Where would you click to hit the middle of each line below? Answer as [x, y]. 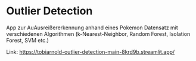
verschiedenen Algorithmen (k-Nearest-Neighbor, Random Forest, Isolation [98, 33]
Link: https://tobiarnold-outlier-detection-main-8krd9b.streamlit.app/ [91, 51]
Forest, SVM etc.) [28, 40]
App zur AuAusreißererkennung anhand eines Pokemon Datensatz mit [92, 28]
